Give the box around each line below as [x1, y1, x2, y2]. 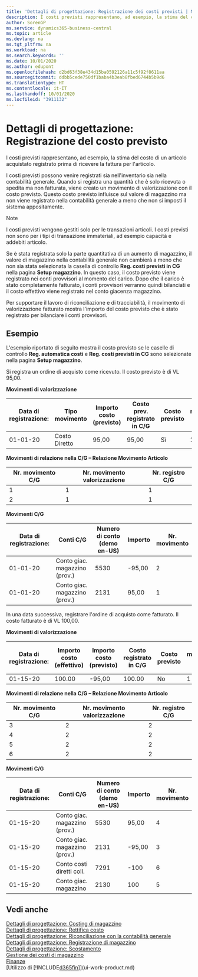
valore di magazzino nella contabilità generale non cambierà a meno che [6, 256, 183, 263]
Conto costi [55, 860, 88, 868]
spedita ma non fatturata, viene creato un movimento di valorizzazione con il [6, 184, 192, 191]
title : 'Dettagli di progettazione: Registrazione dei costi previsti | [6, 8, 189, 15]
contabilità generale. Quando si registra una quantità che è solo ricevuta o [6, 178, 186, 185]
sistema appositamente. [6, 203, 64, 210]
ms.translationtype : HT [6, 80, 65, 86]
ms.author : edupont [6, 63, 54, 70]
